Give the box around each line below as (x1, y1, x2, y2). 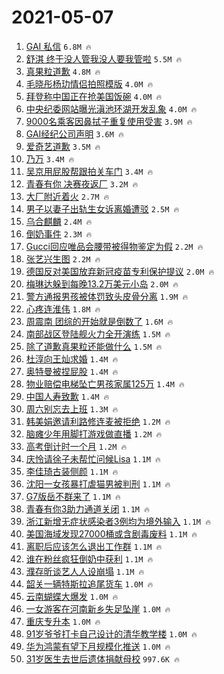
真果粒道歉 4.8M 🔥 (25, 65, 101, 77)
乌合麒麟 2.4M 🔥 (25, 215, 93, 227)
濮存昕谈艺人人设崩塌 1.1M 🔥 (25, 565, 145, 577)
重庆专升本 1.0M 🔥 (25, 615, 101, 627)
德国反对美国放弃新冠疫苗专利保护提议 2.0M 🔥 (25, 265, 215, 277)
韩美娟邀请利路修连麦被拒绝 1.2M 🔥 (25, 415, 171, 427)
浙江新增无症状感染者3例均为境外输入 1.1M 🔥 (25, 515, 211, 527)
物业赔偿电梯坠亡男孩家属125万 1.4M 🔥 (25, 377, 185, 390)
